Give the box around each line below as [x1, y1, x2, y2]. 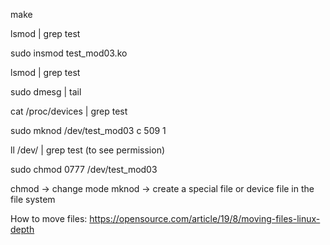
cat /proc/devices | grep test [10, 105, 128, 117]
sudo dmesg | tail [10, 86, 82, 98]
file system [10, 194, 56, 205]
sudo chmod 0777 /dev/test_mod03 [10, 164, 158, 175]
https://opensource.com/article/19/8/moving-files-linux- [89, 213, 321, 224]
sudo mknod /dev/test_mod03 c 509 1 [10, 125, 167, 136]
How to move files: [10, 213, 88, 224]
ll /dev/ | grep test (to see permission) [10, 144, 166, 156]
